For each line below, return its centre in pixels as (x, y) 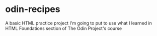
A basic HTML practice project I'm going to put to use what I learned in (79, 23)
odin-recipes (33, 9)
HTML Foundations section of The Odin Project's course (64, 28)
